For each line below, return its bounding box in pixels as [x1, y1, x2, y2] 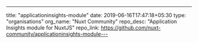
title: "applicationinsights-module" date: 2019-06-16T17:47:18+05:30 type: [6, 12, 186, 18]
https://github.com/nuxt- [101, 24, 161, 31]
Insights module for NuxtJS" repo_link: [6, 24, 100, 31]
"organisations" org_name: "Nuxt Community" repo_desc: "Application [6, 18, 177, 25]
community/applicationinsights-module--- [6, 31, 108, 37]
